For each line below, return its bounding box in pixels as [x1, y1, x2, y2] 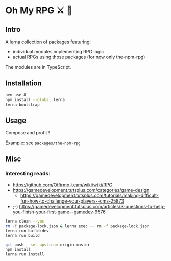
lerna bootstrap [5, 102, 40, 107]
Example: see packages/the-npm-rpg [5, 139, 81, 146]
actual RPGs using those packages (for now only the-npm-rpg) [12, 54, 145, 60]
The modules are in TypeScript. [5, 64, 71, 70]
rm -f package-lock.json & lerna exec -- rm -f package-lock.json [5, 223, 150, 229]
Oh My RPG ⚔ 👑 [5, 5, 72, 16]
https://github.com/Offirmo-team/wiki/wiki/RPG [12, 182, 113, 188]
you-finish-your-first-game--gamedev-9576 [12, 209, 106, 215]
